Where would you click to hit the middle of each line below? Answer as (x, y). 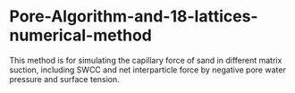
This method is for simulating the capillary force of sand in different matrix (146, 60)
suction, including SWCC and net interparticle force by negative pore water (147, 70)
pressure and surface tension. (65, 79)
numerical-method (80, 35)
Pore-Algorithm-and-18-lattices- (134, 17)
